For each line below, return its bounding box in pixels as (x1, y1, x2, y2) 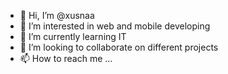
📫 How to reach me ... (19, 53, 113, 64)
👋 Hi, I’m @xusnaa (19, 10, 95, 21)
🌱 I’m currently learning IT (19, 31, 127, 42)
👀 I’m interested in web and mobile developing (19, 20, 211, 32)
